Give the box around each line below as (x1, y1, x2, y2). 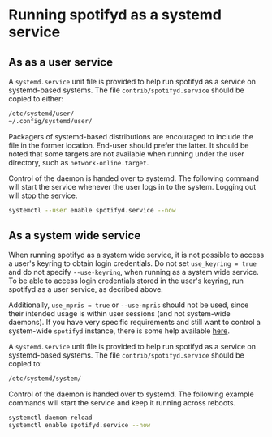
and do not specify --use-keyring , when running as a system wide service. (8, 268, 260, 277)
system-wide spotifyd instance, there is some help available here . (8, 326, 230, 336)
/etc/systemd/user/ (8, 109, 75, 118)
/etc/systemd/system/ (8, 375, 82, 383)
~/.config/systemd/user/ (8, 117, 93, 125)
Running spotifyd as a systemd (8, 6, 222, 24)
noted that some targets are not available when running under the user (8, 148, 245, 159)
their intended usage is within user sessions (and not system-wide (8, 309, 231, 319)
